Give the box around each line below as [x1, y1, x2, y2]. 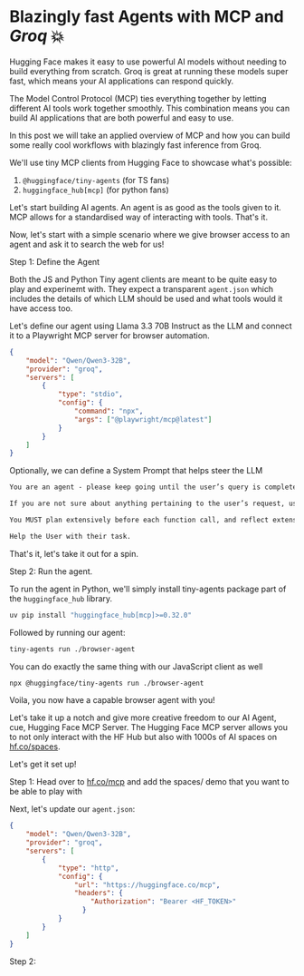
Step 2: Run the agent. [9, 565, 93, 577]
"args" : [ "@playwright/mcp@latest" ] [73, 415, 213, 424]
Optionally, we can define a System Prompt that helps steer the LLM [9, 465, 263, 476]
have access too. [9, 302, 73, 314]
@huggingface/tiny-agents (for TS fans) [22, 174, 170, 185]
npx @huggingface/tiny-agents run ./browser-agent [9, 678, 204, 688]
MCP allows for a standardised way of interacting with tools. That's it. [9, 211, 269, 222]
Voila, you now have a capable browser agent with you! [9, 695, 215, 706]
